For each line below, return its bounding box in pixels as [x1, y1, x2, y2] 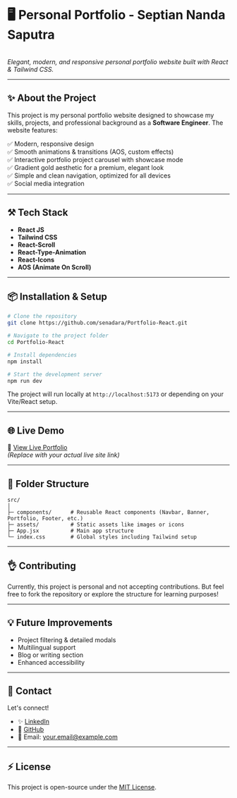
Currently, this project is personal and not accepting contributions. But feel [7, 582, 224, 591]
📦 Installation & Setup [7, 290, 108, 302]
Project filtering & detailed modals [17, 635, 116, 644]
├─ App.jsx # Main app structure [7, 527, 134, 534]
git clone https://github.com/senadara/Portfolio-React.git [7, 319, 188, 326]
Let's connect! [7, 704, 49, 712]
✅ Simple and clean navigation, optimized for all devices [7, 171, 171, 180]
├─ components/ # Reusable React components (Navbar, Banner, [7, 509, 210, 516]
